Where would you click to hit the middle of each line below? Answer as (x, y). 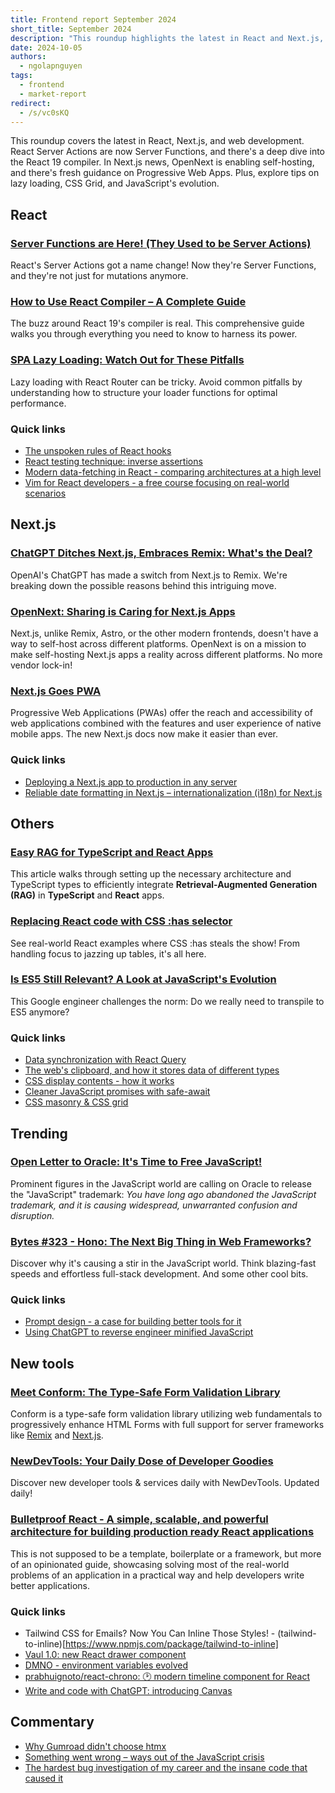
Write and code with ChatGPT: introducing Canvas (128, 1690)
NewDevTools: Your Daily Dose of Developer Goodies (142, 1461)
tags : (21, 76)
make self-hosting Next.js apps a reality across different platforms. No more (166, 654)
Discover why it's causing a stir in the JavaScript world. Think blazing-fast (163, 1263)
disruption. (32, 1215)
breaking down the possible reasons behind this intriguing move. (143, 585)
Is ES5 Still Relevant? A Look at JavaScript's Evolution (143, 979)
